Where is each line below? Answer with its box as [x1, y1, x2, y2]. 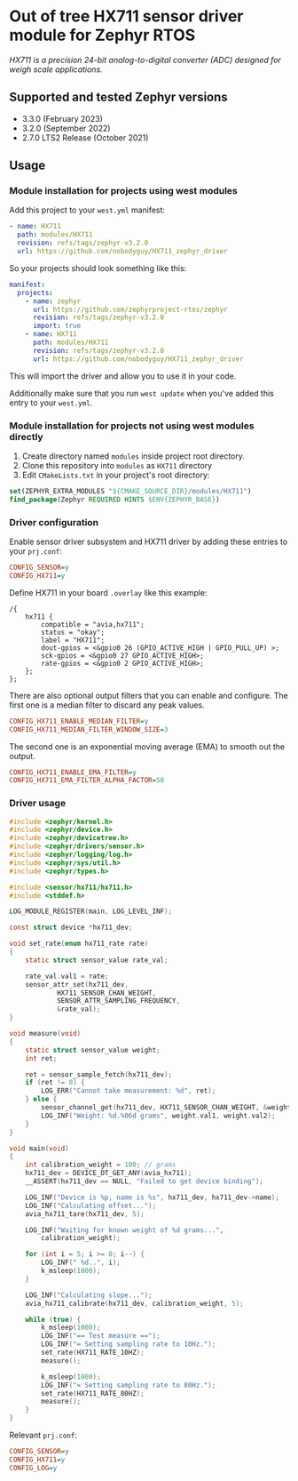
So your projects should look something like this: [9, 262, 187, 273]
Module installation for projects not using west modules [9, 420, 255, 432]
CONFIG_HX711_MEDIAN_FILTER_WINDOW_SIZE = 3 [9, 724, 169, 734]
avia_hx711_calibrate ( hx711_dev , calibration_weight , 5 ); [25, 1299, 244, 1308]
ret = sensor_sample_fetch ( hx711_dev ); [25, 1069, 173, 1079]
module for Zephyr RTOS [9, 25, 196, 45]
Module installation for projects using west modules [9, 185, 238, 197]
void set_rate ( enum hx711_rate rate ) [9, 940, 149, 949]
